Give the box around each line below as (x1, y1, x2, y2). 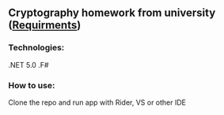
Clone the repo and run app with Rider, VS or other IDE (8, 98, 187, 107)
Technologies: (8, 43, 65, 54)
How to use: (8, 80, 55, 91)
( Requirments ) (8, 19, 82, 32)
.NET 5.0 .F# (8, 60, 49, 69)
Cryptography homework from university (8, 6, 216, 20)
